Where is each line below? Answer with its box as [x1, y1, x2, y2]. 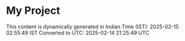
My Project [6, 4, 60, 17]
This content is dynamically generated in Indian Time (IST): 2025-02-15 [6, 23, 179, 30]
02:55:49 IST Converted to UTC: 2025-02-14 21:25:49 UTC [6, 29, 150, 36]
